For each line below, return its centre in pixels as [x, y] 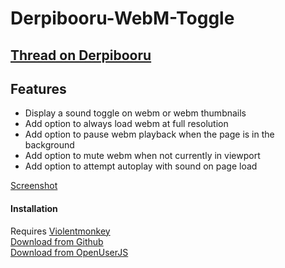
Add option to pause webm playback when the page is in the [149, 134]
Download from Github [57, 241]
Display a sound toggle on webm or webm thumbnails [135, 113]
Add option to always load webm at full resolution [126, 124]
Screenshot [34, 186]
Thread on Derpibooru [81, 55]
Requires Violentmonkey [60, 231]
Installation [34, 208]
